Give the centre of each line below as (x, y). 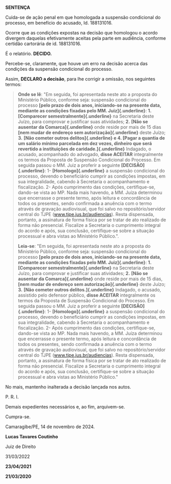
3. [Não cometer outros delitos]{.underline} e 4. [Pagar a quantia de (91, 138)
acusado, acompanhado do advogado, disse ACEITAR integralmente (90, 154)
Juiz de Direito (20, 447)
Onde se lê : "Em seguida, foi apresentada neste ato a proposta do (88, 94)
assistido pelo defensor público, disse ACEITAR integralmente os (87, 295)
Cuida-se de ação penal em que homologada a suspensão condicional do (83, 17)
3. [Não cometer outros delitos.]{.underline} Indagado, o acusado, (89, 290)
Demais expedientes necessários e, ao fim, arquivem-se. (65, 407)
